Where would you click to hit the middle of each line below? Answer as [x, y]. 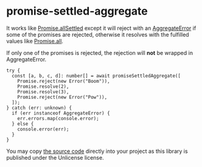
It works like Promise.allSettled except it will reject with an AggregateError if [101, 28]
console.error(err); [43, 129]
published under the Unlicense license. [55, 157]
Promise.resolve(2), [43, 87]
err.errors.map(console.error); [58, 118]
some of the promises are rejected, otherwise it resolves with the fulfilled [98, 34]
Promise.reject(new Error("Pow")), [62, 97]
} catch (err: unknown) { [39, 108]
